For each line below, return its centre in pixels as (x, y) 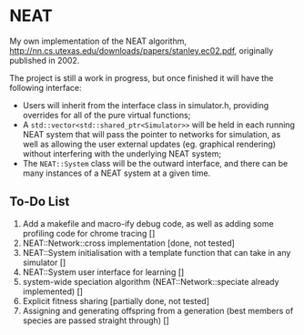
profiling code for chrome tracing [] (89, 233)
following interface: (46, 87)
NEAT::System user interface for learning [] (103, 272)
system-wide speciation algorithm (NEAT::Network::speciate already (151, 281)
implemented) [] (53, 291)
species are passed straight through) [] (96, 320)
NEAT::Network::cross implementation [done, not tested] (128, 243)
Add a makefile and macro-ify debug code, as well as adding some (148, 223)
